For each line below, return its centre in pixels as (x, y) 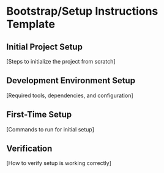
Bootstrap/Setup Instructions (82, 11)
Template (31, 24)
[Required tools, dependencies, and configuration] (70, 95)
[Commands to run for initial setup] (50, 129)
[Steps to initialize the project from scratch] (61, 61)
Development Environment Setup (71, 81)
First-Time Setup (39, 115)
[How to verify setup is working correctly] (59, 163)
